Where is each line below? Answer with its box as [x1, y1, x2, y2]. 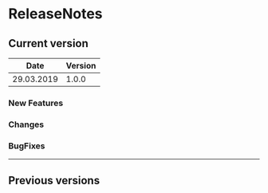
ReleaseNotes [8, 5, 103, 23]
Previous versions [8, 173, 100, 187]
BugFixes [8, 140, 45, 152]
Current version [8, 37, 89, 50]
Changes [8, 119, 45, 130]
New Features [8, 97, 64, 108]
